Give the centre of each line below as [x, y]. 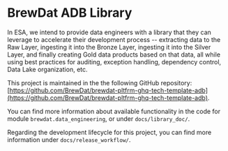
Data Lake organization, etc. [48, 69]
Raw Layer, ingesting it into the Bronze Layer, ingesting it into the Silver [109, 47]
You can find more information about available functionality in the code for [114, 111]
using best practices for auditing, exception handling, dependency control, [114, 62]
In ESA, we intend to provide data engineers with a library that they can [109, 32]
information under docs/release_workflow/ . [69, 139]
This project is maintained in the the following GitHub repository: [100, 82]
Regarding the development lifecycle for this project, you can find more [109, 132]
